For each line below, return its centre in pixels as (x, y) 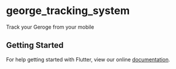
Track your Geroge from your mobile (50, 27)
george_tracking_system (68, 11)
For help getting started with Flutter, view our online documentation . (88, 59)
